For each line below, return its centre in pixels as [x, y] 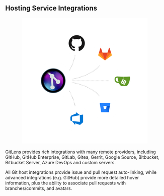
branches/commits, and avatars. [39, 188]
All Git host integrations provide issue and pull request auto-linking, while [81, 172]
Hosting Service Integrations [51, 8]
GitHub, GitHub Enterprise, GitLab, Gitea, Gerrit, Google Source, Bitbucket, [82, 157]
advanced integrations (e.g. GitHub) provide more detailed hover [72, 177]
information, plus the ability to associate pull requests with [66, 183]
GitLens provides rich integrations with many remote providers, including [80, 152]
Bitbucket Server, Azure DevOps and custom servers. [60, 162]
